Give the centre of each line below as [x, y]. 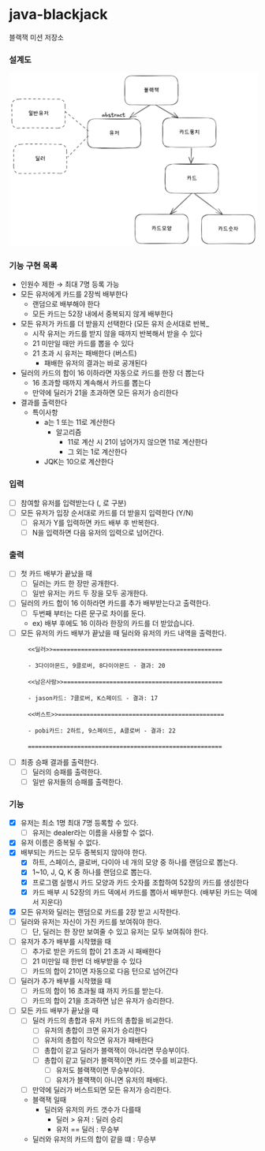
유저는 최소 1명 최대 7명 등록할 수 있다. [79, 823]
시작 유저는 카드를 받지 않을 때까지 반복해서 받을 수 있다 [118, 333]
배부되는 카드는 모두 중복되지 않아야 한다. [84, 852]
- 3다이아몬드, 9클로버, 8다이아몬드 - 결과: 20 [97, 665]
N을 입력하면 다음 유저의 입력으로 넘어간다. [98, 532]
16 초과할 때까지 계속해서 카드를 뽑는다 [91, 383]
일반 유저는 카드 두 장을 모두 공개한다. [90, 594]
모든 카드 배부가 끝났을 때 [60, 1011]
